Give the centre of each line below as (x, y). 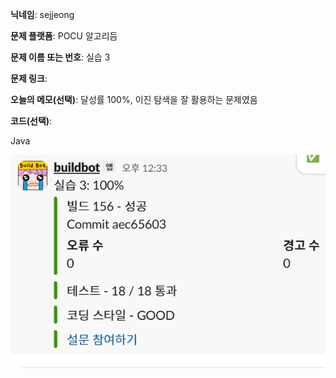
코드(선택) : (31, 121)
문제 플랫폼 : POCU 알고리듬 (64, 36)
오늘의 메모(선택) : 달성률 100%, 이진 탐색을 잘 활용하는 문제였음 (134, 99)
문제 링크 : (29, 78)
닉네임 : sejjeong (42, 14)
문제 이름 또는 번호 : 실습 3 (60, 57)
